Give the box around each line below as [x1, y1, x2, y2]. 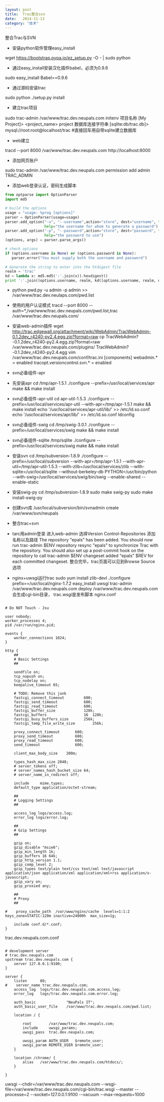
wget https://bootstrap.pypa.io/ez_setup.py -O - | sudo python [5, 55, 131, 61]
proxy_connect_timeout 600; [14, 730, 84, 735]
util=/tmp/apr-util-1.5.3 [12, 464, 58, 469]
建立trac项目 [12, 105, 38, 110]
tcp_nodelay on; [14, 678, 47, 683]
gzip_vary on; [14, 879, 42, 884]
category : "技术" [5, 21, 39, 26]
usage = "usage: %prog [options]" [5, 210, 76, 215]
